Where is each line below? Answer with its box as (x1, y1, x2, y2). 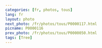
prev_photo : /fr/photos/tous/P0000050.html (5, 30, 97, 35)
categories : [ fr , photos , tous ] (5, 7, 72, 12)
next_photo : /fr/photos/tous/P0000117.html (5, 21, 97, 26)
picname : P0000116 (5, 26, 43, 31)
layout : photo (5, 16, 35, 21)
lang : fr (5, 12, 23, 17)
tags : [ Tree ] (5, 35, 32, 40)
